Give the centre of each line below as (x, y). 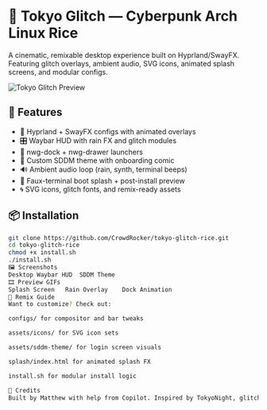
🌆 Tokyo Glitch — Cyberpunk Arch (123, 16)
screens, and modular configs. (58, 72)
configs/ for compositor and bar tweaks (76, 319)
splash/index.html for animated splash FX (79, 362)
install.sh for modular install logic (72, 376)
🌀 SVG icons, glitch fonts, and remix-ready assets (100, 189)
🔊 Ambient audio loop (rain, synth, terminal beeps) (104, 169)
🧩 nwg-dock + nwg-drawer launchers (81, 152)
